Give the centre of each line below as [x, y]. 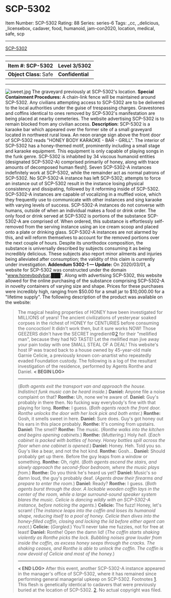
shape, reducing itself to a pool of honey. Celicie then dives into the [89, 516]
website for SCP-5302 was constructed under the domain [66, 270]
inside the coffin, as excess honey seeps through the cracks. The [86, 543]
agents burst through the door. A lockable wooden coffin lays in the [89, 489]
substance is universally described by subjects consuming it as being [78, 248]
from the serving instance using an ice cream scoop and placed [92, 226]
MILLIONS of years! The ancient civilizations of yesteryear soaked [87, 317]
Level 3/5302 [75, 66]
